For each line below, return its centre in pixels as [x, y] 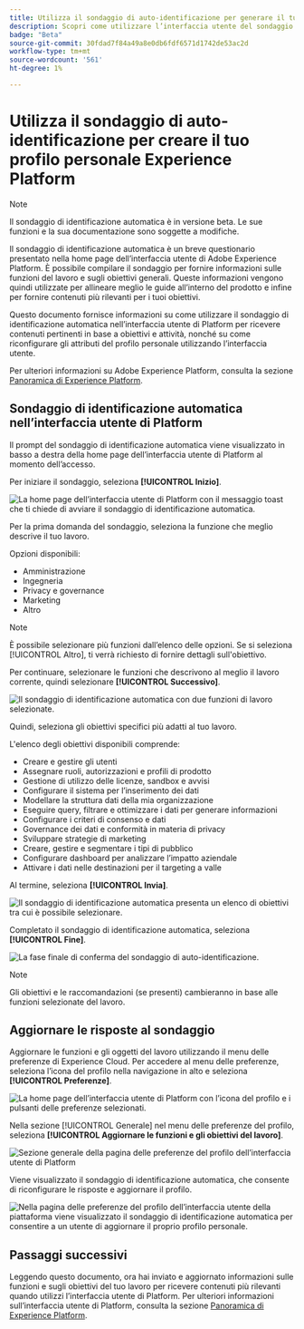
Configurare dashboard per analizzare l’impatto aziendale [130, 858]
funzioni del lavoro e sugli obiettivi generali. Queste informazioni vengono [147, 277]
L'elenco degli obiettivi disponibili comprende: [95, 743]
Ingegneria [43, 580]
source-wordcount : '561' [56, 60]
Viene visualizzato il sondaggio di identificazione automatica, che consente [149, 1180]
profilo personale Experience [121, 160]
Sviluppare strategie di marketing [84, 839]
